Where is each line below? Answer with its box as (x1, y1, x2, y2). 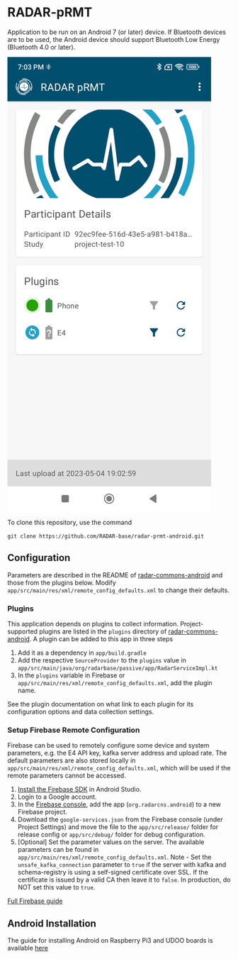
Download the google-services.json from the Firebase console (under (17, 815, 223, 824)
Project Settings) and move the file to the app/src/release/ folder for (17, 823, 219, 831)
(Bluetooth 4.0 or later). (7, 43, 76, 51)
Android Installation (7, 917, 97, 929)
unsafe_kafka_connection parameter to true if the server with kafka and (17, 860, 227, 869)
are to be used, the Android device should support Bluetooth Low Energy (7, 35, 220, 43)
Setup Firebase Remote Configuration (7, 725, 140, 735)
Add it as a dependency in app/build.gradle (17, 648, 147, 657)
